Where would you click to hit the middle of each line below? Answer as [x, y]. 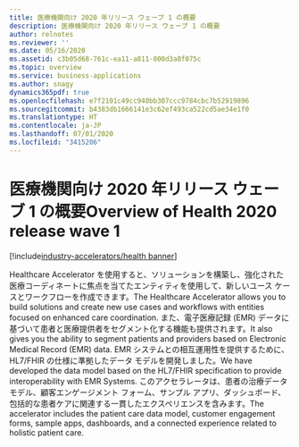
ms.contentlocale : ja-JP [55, 126]
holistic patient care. [47, 432]
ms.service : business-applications [75, 76]
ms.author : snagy [42, 84]
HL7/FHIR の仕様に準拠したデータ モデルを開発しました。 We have [131, 360]
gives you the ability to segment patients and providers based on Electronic [148, 338]
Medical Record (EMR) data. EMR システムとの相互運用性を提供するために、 [149, 349]
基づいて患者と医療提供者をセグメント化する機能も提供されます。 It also [141, 328]
